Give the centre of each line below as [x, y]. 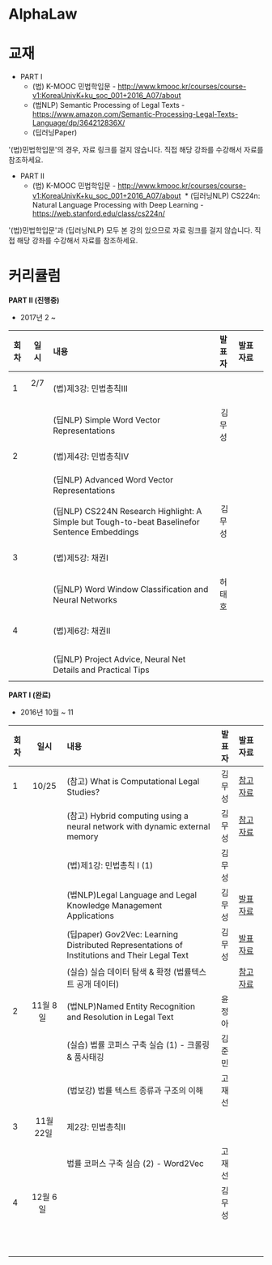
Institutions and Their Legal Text [127, 955]
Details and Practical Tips [101, 670]
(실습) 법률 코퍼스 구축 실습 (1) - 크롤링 [138, 1045]
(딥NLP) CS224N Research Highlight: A [127, 512]
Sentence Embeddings [96, 532]
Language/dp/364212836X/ [79, 123]
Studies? [83, 792]
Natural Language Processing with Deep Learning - [118, 205]
